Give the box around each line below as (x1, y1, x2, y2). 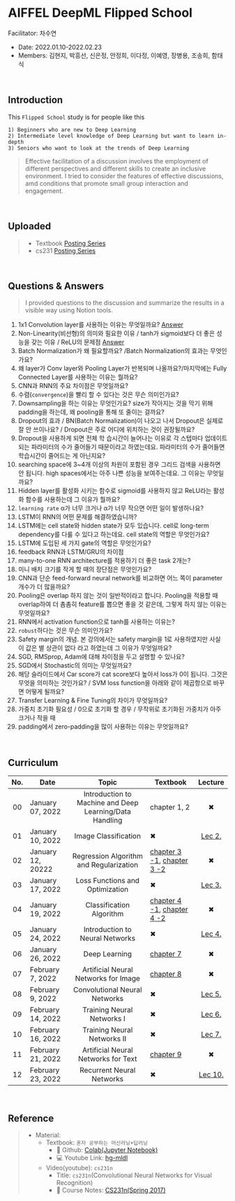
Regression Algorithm (72, 851, 144, 861)
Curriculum (8, 756, 59, 768)
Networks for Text (78, 1054, 137, 1064)
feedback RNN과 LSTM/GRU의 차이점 (17, 547, 124, 556)
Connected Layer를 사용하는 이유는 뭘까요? (17, 373, 138, 382)
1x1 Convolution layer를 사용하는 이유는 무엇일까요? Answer (17, 320, 184, 329)
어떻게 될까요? (25, 687, 65, 696)
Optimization (86, 884, 128, 894)
